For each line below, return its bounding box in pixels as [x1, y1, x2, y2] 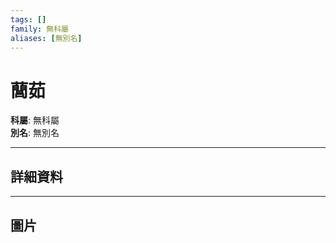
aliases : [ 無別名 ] [10, 33, 83, 43]
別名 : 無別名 [10, 127, 60, 139]
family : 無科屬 [10, 24, 69, 34]
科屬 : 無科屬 [10, 114, 60, 126]
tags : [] [10, 14, 47, 25]
